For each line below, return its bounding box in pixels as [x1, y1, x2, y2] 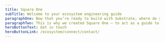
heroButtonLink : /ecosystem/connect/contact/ [5, 29, 100, 34]
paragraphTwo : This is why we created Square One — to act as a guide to [5, 20, 160, 26]
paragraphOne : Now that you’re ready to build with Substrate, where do [5, 16, 157, 21]
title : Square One [5, 7, 43, 12]
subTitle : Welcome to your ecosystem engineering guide [5, 12, 122, 16]
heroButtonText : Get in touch [5, 25, 67, 30]
